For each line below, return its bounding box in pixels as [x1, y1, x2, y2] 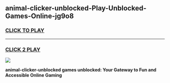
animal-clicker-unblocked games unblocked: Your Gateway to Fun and [5, 66, 157, 72]
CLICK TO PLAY [5, 27, 45, 34]
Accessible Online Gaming [5, 72, 62, 78]
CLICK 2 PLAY [5, 46, 40, 53]
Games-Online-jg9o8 [5, 12, 74, 21]
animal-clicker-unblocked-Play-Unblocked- [5, 4, 147, 13]
